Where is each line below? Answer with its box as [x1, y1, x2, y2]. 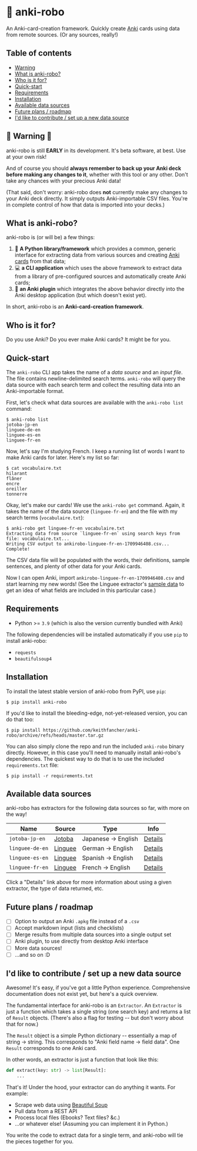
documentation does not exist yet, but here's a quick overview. [6, 990, 158, 998]
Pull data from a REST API [14, 1108, 78, 1115]
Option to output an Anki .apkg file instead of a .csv [14, 918, 139, 925]
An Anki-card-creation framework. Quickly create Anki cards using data [6, 25, 181, 32]
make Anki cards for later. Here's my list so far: [6, 454, 119, 461]
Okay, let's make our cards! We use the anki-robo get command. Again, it [6, 502, 185, 508]
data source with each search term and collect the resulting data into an [6, 381, 181, 388]
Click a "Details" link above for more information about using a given [6, 879, 172, 886]
